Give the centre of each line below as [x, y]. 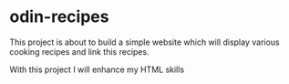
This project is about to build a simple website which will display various [144, 42]
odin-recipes [59, 17]
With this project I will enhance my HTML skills [97, 69]
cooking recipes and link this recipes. [79, 51]
